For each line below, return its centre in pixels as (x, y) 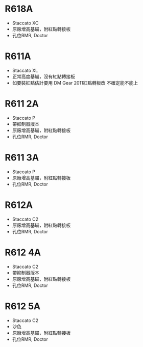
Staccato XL (25, 70)
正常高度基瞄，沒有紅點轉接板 (43, 76)
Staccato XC (25, 23)
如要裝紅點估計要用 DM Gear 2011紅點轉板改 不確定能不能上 (75, 83)
